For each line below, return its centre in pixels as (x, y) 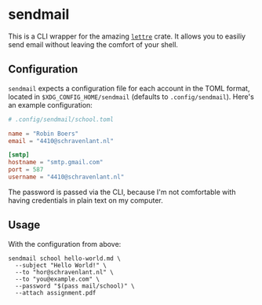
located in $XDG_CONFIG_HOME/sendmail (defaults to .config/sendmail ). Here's (131, 97)
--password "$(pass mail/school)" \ (75, 286)
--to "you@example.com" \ (58, 279)
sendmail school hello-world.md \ (65, 258)
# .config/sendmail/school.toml (61, 119)
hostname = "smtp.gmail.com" (56, 163)
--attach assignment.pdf (56, 292)
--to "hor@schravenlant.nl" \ (64, 272)
